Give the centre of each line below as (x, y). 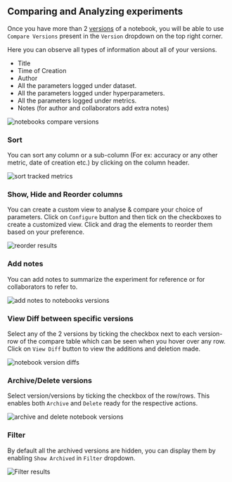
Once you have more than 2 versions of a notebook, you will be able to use (116, 28)
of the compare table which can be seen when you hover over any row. (123, 341)
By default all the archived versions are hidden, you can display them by (111, 450)
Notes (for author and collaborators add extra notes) (94, 108)
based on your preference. (46, 232)
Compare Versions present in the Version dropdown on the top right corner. (115, 36)
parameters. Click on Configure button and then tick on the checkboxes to (114, 217)
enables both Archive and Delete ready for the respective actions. (103, 403)
